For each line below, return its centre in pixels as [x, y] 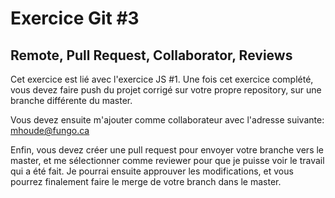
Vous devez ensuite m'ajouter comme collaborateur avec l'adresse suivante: [167, 120]
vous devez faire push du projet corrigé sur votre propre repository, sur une [166, 90]
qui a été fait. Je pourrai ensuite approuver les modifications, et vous [152, 171]
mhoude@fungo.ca [50, 130]
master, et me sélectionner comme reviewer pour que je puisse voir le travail [167, 160]
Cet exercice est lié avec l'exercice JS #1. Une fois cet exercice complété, [162, 79]
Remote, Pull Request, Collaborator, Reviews [151, 55]
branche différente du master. [71, 100]
